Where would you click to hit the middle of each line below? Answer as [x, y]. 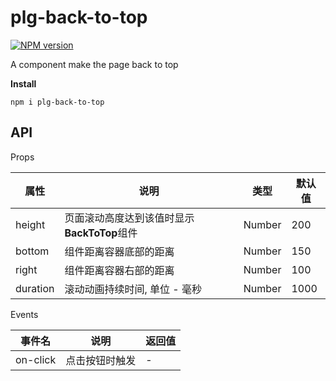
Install [23, 83]
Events [24, 314]
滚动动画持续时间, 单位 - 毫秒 [133, 289]
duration [35, 288]
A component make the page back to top [94, 64]
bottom [32, 251]
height [30, 224]
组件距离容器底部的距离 [119, 251]
